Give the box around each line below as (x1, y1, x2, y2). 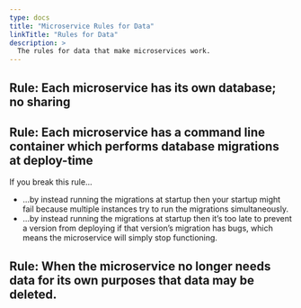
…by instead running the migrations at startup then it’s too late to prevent (22, 213, 292, 224)
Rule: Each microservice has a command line (9, 124, 265, 140)
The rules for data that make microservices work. (17, 47, 211, 56)
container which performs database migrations (9, 139, 280, 154)
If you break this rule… (9, 177, 93, 187)
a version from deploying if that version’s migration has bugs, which (22, 222, 274, 234)
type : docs (9, 13, 50, 23)
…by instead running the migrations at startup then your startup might (22, 195, 281, 205)
